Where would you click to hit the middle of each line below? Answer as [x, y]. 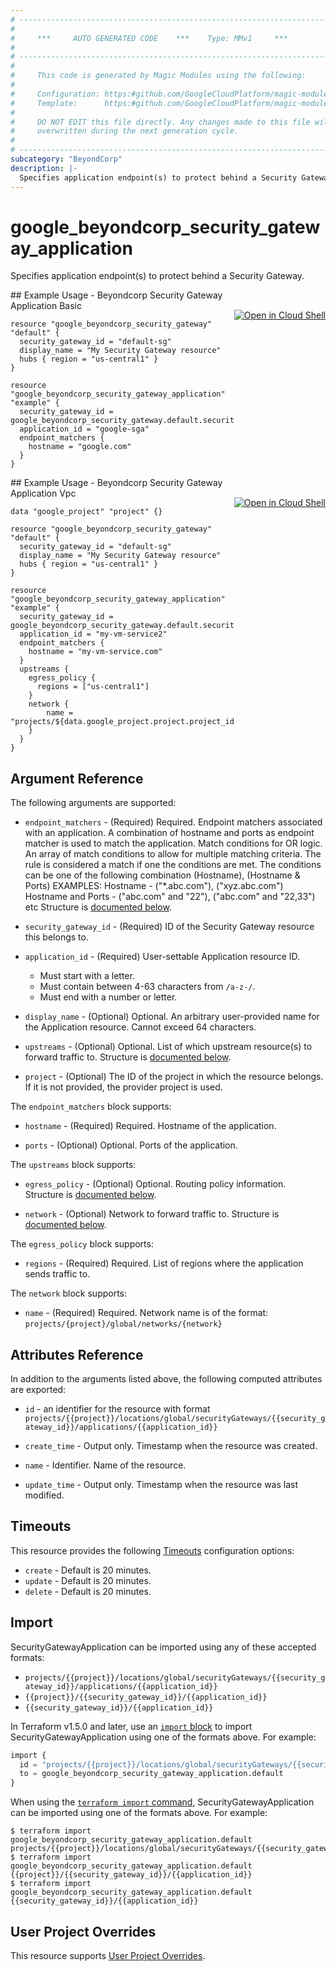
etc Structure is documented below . [98, 907]
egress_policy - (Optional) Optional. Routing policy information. [155, 1184]
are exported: [38, 1390]
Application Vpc [43, 493]
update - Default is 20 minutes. [88, 1580]
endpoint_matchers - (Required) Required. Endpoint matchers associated [173, 822]
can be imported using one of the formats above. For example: [139, 1813]
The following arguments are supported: [93, 803]
